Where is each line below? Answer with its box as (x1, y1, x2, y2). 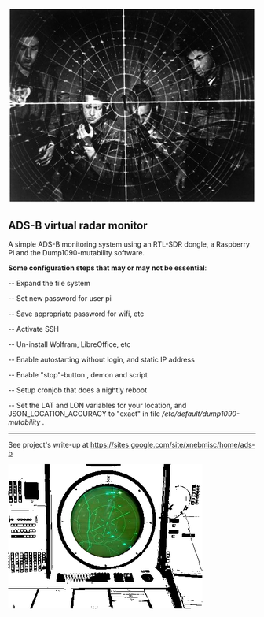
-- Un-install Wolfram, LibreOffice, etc (8, 339, 131, 349)
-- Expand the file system (8, 278, 90, 288)
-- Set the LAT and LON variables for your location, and (8, 400, 187, 410)
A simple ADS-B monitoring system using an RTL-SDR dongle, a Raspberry (8, 240, 250, 249)
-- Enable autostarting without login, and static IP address (8, 355, 195, 364)
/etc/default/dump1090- (162, 409, 240, 418)
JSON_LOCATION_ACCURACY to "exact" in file (8, 409, 161, 418)
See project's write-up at (8, 440, 89, 449)
